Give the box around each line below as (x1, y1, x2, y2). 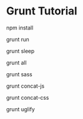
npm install (6, 24, 34, 31)
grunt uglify (6, 105, 35, 112)
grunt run (6, 35, 29, 43)
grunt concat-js (6, 82, 45, 90)
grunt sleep (6, 47, 35, 55)
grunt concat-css (6, 94, 49, 101)
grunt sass (6, 70, 32, 78)
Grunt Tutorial (6, 4, 78, 18)
